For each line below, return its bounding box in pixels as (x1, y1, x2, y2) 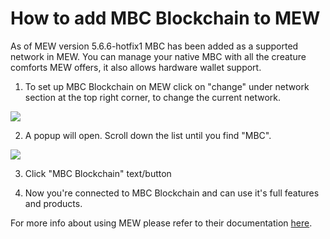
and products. (24, 197, 83, 209)
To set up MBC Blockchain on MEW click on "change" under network (24, 80, 310, 92)
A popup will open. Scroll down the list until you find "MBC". (24, 129, 272, 141)
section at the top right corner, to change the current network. (24, 91, 282, 103)
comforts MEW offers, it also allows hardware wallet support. (10, 61, 262, 73)
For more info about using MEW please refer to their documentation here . (10, 217, 313, 229)
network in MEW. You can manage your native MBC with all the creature (10, 50, 307, 62)
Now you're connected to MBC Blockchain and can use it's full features (24, 187, 320, 199)
